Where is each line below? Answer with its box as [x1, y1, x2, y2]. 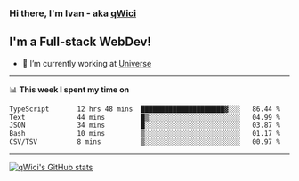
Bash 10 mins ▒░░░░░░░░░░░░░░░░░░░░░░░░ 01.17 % [9, 130, 280, 138]
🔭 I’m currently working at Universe [21, 58, 152, 68]
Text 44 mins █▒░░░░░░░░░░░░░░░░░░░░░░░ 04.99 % [9, 113, 280, 122]
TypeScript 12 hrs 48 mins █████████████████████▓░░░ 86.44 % [9, 105, 280, 114]
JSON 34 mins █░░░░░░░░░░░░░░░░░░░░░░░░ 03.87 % [9, 121, 280, 130]
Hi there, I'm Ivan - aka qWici [9, 7, 136, 20]
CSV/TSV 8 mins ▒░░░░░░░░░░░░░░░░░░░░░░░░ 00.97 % [9, 138, 280, 146]
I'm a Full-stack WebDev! [9, 35, 151, 50]
